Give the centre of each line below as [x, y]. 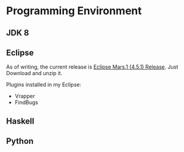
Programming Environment [74, 11]
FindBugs [26, 102]
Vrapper [25, 96]
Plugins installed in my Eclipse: [44, 85]
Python [20, 141]
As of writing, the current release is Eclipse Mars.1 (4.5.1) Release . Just [92, 67]
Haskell [20, 121]
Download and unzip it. [34, 73]
